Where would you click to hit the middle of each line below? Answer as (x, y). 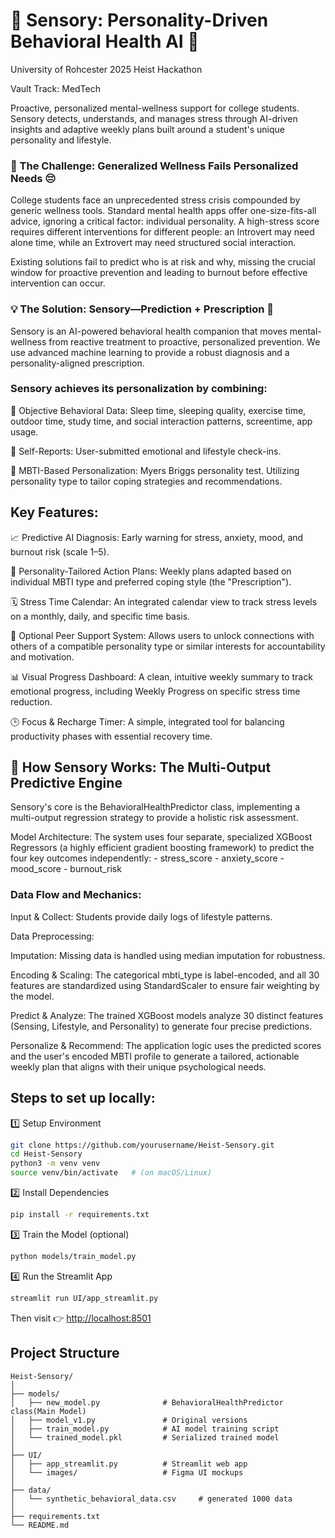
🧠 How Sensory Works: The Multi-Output (141, 767)
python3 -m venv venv (55, 1164)
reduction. (31, 701)
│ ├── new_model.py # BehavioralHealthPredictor (147, 1402)
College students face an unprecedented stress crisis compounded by (155, 200)
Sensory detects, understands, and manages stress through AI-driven (154, 118)
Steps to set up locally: (83, 1098)
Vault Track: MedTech (55, 88)
